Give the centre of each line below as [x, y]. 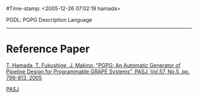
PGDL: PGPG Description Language [49, 20]
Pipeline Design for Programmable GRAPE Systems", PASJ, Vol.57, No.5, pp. [98, 71]
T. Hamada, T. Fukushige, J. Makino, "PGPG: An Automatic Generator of [93, 65]
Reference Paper [48, 49]
